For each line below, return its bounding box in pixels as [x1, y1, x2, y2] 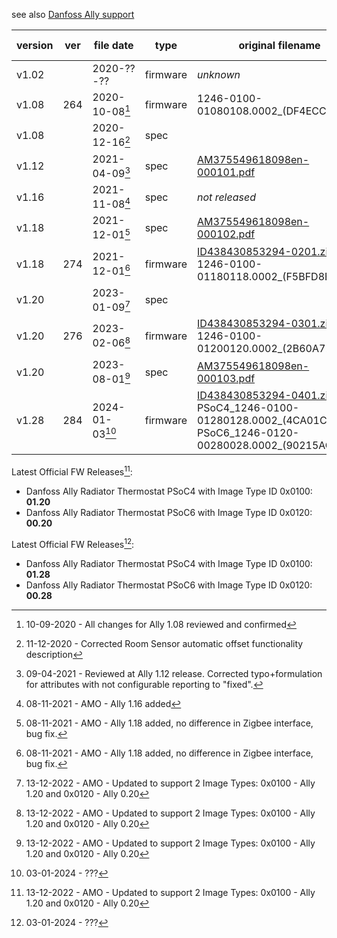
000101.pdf [197, 165, 256, 179]
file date [93, 39, 134, 52]
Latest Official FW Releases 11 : [11, 464, 133, 478]
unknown [197, 68, 241, 81]
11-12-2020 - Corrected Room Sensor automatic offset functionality [25, 637, 304, 649]
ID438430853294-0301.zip [197, 316, 335, 330]
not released [197, 190, 256, 204]
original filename [238, 39, 321, 52]
